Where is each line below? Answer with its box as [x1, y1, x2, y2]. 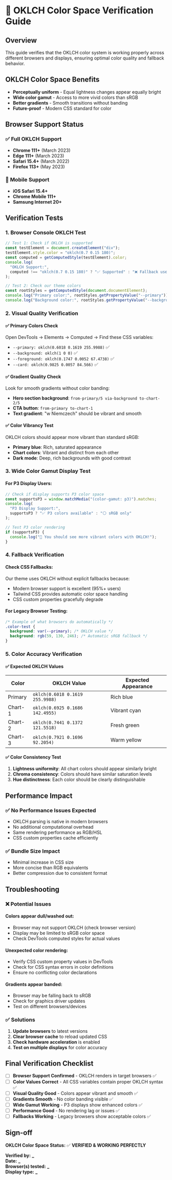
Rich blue [110, 693, 133, 701]
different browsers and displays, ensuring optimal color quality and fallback [5, 55, 164, 61]
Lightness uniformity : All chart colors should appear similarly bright [12, 766, 157, 772]
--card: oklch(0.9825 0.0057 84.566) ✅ [12, 362, 99, 368]
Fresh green [110, 722, 140, 729]
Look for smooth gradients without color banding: [5, 385, 110, 391]
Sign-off [5, 1128, 33, 1137]
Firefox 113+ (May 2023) [12, 164, 65, 170]
